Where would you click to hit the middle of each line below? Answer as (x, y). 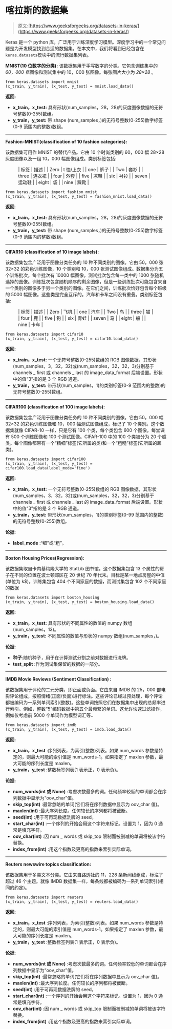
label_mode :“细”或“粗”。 (39, 543)
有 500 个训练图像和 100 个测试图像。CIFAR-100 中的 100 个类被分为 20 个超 (86, 437)
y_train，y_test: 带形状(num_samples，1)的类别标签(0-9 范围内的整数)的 (89, 385)
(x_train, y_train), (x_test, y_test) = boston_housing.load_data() (80, 602)
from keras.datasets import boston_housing (52, 598)
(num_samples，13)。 (36, 629)
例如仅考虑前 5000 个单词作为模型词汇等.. (49, 715)
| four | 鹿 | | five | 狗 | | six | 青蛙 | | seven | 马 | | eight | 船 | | (82, 318)
